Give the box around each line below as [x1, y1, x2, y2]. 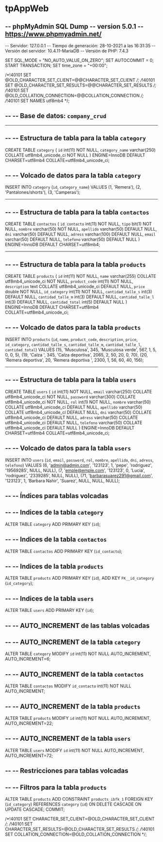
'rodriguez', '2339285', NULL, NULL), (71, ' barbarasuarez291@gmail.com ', [5, 472, 153, 478]
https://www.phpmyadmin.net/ [5, 30, 102, 38]
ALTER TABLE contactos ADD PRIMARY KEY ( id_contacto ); [5, 548, 123, 554]
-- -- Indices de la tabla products [5, 562, 104, 571]
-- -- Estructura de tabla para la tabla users [5, 376, 137, 384]
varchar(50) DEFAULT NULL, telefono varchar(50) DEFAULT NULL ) [5, 236, 140, 242]
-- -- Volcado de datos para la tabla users [5, 444, 131, 452]
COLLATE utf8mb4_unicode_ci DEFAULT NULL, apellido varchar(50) [5, 404, 143, 410]
